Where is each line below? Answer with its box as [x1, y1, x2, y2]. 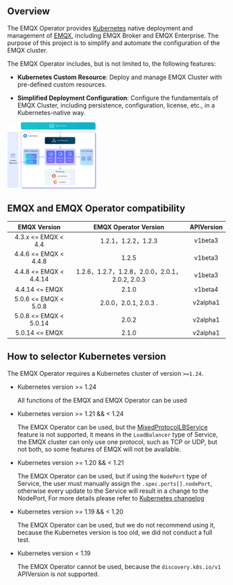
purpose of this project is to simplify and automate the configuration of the [7, 38, 221, 47]
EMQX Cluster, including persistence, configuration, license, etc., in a [17, 101, 215, 110]
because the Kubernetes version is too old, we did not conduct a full [17, 528, 213, 536]
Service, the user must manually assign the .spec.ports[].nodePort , [17, 479, 213, 487]
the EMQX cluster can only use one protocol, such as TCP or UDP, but [17, 437, 218, 446]
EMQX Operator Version [93, 222, 165, 231]
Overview [7, 6, 51, 17]
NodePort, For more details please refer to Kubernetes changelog [17, 494, 205, 502]
